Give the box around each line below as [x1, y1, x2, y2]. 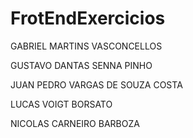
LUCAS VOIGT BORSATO [10, 98, 113, 110]
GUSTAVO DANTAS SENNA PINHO [10, 59, 153, 71]
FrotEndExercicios [10, 7, 166, 30]
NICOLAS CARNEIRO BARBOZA [10, 117, 140, 129]
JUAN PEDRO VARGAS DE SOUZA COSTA [10, 78, 183, 91]
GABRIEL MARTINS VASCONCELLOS [10, 40, 163, 52]
